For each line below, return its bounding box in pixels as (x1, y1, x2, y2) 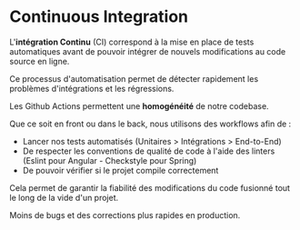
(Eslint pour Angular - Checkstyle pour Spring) (22, 155, 197, 165)
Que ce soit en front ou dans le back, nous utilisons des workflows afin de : (9, 118, 292, 129)
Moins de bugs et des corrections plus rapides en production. (9, 209, 241, 220)
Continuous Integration (9, 6, 189, 27)
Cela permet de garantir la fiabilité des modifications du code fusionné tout (9, 182, 291, 193)
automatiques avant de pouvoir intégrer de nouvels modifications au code (9, 45, 286, 56)
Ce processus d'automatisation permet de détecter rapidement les (9, 73, 259, 84)
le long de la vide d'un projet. (9, 192, 119, 203)
